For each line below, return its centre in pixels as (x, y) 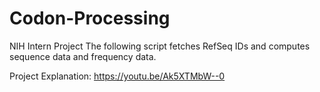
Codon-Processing (90, 18)
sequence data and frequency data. (83, 56)
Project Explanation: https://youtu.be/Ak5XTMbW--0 (117, 76)
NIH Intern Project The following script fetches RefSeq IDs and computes (160, 46)
